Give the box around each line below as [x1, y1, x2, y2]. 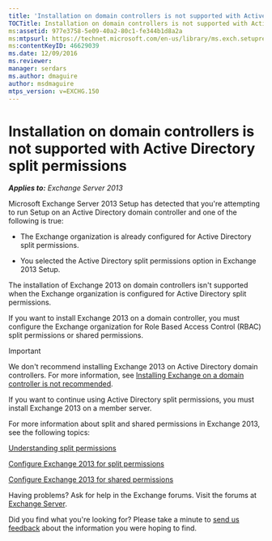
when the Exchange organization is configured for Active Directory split [8, 289, 247, 299]
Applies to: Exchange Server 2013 [8, 183, 123, 193]
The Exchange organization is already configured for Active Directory [19, 232, 252, 241]
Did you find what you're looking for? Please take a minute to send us [8, 515, 240, 525]
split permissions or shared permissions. [8, 330, 144, 340]
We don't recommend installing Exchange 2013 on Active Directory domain [8, 362, 258, 372]
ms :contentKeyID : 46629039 [8, 42, 100, 50]
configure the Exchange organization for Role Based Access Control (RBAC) [8, 322, 261, 332]
